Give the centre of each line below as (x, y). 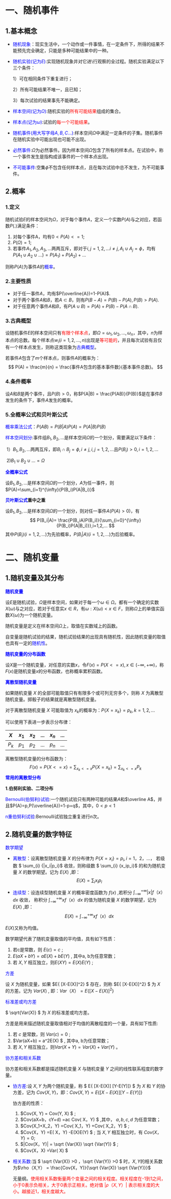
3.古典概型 (18, 321)
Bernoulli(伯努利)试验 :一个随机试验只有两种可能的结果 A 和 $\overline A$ (79, 800)
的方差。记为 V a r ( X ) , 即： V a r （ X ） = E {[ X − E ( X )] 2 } (60, 990)
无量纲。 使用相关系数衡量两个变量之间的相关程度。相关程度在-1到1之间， (89, 1179)
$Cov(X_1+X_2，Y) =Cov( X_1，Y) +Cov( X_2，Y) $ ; (75, 1126)
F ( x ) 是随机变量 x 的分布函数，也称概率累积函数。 (55, 671)
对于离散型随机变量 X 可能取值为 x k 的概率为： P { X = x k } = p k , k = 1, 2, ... (80, 711)
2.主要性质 (18, 281)
